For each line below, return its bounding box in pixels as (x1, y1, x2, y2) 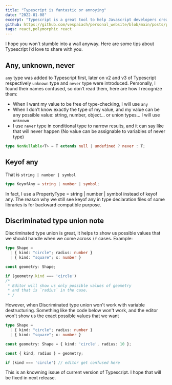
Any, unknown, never (5, 61, 75, 70)
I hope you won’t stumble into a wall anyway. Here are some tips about (5, 41, 155, 47)
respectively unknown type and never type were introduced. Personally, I (5, 80, 156, 86)
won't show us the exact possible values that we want (5, 313, 119, 319)
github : (5, 22, 22, 27)
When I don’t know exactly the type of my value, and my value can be (12, 106, 160, 112)
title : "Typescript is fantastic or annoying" (5, 7, 106, 13)
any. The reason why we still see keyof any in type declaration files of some (5, 196, 165, 202)
